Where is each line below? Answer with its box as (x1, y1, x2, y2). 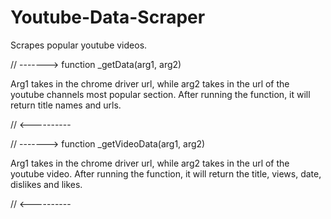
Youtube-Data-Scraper (10, 6, 206, 29)
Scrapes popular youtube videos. (10, 39, 148, 51)
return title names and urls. (10, 99, 122, 111)
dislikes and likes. (10, 178, 83, 190)
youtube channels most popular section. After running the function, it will (10, 88, 311, 100)
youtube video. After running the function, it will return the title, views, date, (10, 167, 322, 180)
